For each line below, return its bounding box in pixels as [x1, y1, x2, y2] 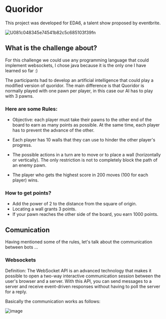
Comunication [5, 226, 50, 234]
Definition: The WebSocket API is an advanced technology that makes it [5, 268, 152, 274]
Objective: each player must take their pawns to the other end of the [12, 117, 152, 123]
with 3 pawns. [5, 93, 34, 99]
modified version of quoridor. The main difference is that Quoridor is [5, 82, 145, 88]
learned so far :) [5, 67, 38, 73]
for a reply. [5, 289, 27, 295]
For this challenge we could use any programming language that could [5, 57, 149, 63]
